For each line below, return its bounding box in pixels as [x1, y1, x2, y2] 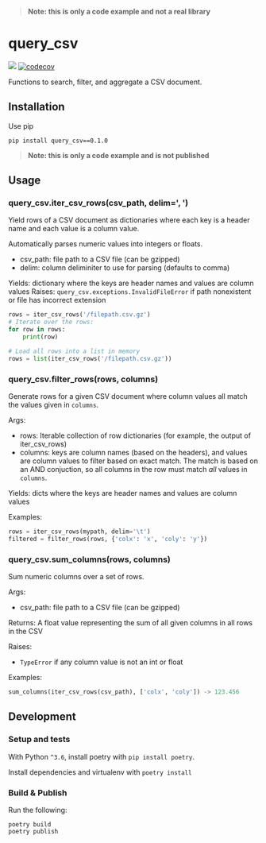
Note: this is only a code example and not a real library [27, 7, 210, 16]
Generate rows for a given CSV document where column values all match [8, 391, 248, 400]
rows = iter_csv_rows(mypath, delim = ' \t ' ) [8, 528, 151, 536]
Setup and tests [8, 734, 71, 745]
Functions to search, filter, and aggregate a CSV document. [8, 77, 202, 87]
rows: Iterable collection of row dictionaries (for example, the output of [19, 431, 252, 440]
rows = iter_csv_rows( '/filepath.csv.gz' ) [8, 311, 151, 319]
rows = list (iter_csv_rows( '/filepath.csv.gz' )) [8, 354, 172, 362]
